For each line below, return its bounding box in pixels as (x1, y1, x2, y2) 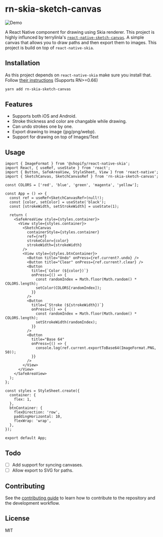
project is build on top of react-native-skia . (5, 45, 94, 50)
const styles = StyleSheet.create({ (5, 389, 80, 393)
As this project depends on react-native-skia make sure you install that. (5, 72, 152, 78)
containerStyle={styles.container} (26, 230, 99, 235)
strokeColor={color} (26, 239, 69, 244)
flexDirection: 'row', (14, 410, 60, 415)
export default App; (5, 436, 47, 440)
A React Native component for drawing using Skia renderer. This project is (5, 29, 155, 35)
